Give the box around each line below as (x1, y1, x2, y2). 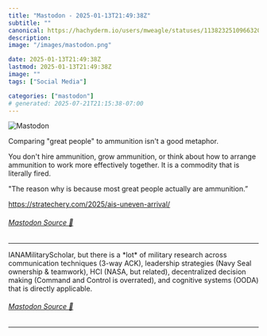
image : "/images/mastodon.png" (8, 41, 112, 49)
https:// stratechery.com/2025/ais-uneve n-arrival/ (8, 199, 171, 209)
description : (8, 33, 52, 42)
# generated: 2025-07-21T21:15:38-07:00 (8, 99, 145, 107)
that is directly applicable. (8, 284, 93, 293)
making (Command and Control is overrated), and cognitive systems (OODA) (8, 275, 259, 284)
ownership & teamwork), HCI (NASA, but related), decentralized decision (8, 267, 246, 276)
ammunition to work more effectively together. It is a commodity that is (8, 160, 240, 170)
